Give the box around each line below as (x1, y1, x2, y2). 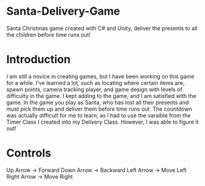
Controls (6, 146, 51, 160)
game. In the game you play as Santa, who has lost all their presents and (6, 99, 189, 106)
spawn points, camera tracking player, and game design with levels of (6, 86, 182, 93)
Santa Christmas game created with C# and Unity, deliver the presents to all (6, 24, 198, 32)
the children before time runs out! (6, 31, 91, 38)
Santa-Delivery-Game (6, 4, 121, 18)
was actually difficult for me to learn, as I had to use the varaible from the (6, 111, 191, 119)
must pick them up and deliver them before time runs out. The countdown (6, 105, 193, 113)
